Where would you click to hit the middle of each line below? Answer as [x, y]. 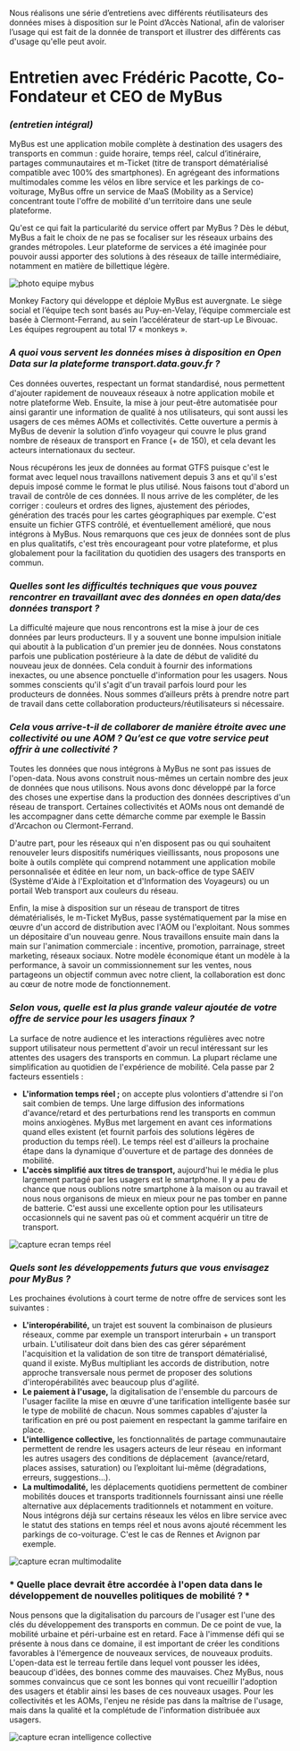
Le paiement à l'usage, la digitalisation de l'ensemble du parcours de [150, 1391]
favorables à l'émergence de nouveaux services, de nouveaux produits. [141, 1653]
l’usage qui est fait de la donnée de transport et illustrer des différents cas [145, 32]
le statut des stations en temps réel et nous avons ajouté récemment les [154, 1524]
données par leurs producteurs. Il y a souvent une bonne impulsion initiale [146, 637]
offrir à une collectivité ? [63, 749]
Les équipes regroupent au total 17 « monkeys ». [98, 330]
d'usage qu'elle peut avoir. [58, 41]
